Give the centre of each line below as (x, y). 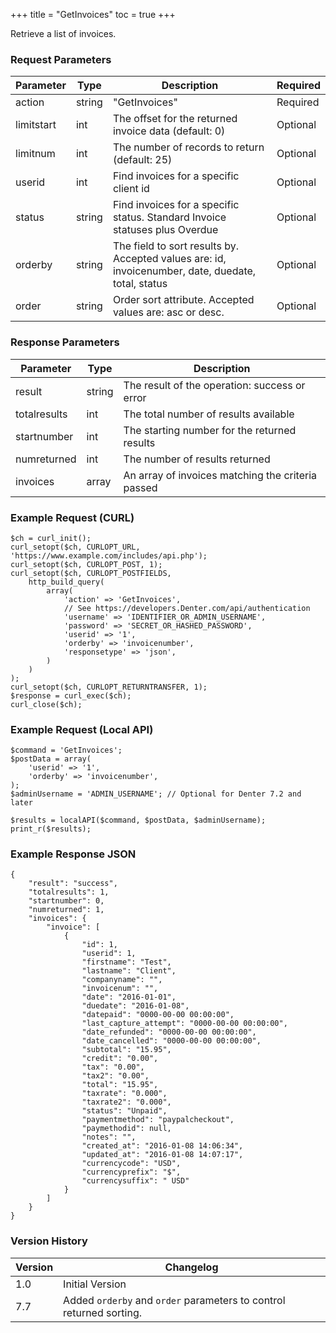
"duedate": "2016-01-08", (135, 1006)
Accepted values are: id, (169, 259)
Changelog (191, 1267)
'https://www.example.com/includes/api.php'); (109, 555)
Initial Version (95, 1284)
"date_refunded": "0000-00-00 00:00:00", (169, 1032)
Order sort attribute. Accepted (183, 300)
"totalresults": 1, (69, 892)
